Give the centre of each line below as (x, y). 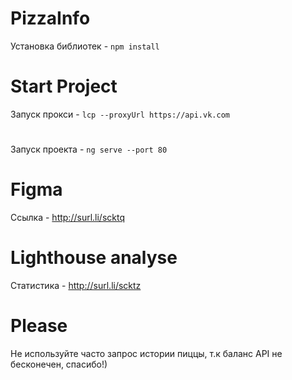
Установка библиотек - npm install (85, 46)
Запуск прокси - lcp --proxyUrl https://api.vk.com (120, 114)
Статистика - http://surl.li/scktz (76, 285)
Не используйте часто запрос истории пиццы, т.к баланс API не (146, 353)
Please (39, 326)
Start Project (64, 86)
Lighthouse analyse (94, 258)
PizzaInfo (50, 18)
